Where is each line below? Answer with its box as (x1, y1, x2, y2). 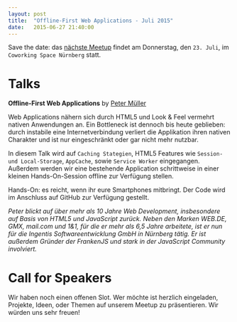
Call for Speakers (8, 269, 112, 286)
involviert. (8, 245, 38, 253)
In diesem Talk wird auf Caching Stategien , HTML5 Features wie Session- (8, 149, 223, 158)
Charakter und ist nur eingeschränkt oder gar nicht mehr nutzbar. (8, 136, 199, 144)
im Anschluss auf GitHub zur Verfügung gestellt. (8, 193, 150, 202)
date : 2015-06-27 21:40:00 (8, 23, 94, 31)
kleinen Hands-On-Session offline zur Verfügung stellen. (8, 172, 175, 181)
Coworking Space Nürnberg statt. (8, 50, 101, 59)
